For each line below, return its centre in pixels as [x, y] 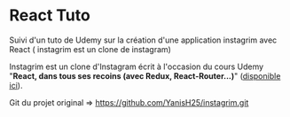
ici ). [16, 85]
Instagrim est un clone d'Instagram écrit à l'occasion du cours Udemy [137, 66]
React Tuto [50, 16]
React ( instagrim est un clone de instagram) [90, 49]
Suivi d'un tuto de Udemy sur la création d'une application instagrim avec [143, 40]
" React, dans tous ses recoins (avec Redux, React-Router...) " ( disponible [145, 75]
